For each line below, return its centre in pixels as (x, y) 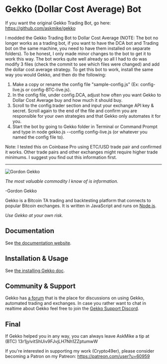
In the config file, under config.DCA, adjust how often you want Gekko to (87, 95)
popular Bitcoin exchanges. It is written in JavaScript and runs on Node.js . (81, 206)
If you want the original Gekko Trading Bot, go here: (58, 23)
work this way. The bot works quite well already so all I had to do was (76, 59)
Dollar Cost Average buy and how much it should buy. (67, 100)
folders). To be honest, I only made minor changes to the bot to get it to (78, 54)
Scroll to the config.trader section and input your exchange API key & (83, 105)
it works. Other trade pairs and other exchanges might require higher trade (82, 152)
